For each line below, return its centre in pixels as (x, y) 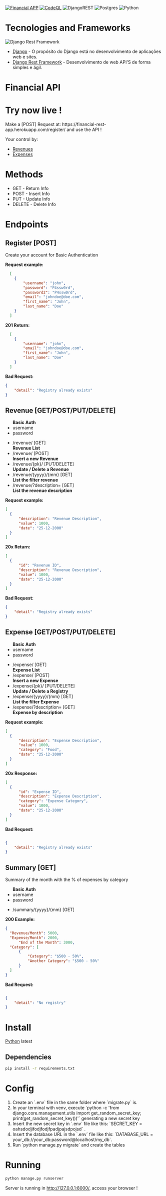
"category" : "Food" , (40, 750)
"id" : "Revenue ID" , (40, 565)
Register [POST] (31, 243)
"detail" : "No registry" (40, 1002)
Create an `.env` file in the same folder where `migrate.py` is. (75, 1102)
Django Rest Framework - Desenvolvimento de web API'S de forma (81, 62)
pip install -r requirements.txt (40, 1068)
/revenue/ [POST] (30, 453)
